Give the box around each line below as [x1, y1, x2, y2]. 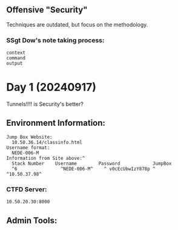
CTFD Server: [6, 185, 47, 193]
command [6, 55, 26, 61]
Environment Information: [6, 118, 106, 128]
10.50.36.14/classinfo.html [12, 139, 83, 145]
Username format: [6, 145, 50, 151]
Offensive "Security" [6, 5, 88, 15]
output [6, 61, 23, 67]
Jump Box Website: [6, 134, 53, 140]
